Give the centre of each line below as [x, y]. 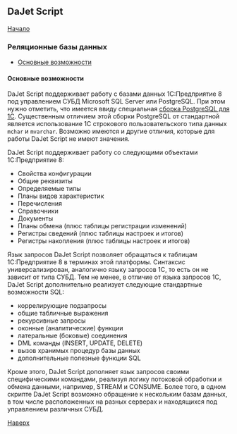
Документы [35, 218]
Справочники [38, 211]
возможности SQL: [36, 292]
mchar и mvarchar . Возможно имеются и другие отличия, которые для [111, 131]
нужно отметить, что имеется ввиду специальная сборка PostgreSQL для [119, 109]
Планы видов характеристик [61, 196]
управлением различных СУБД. [55, 409]
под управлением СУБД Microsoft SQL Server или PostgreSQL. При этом [116, 101]
